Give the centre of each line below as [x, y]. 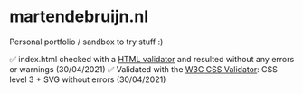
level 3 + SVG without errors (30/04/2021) [88, 79]
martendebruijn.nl [79, 17]
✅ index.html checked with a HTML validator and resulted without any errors [152, 59]
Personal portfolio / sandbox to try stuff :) [86, 42]
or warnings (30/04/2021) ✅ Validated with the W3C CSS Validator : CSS [144, 69]
